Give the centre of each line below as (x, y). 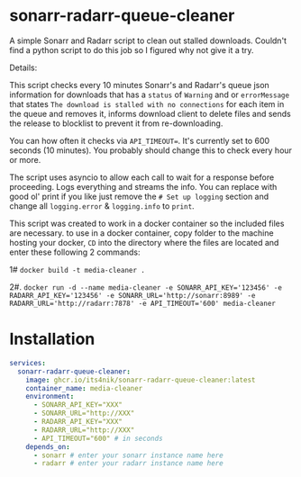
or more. (25, 159)
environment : (50, 397)
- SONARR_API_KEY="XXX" (78, 405)
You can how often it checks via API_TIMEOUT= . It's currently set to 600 (140, 140)
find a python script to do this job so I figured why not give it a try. (132, 49)
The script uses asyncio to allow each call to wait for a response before (142, 177)
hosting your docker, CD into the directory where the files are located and (144, 242)
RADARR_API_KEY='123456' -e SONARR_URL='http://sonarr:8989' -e (132, 295)
